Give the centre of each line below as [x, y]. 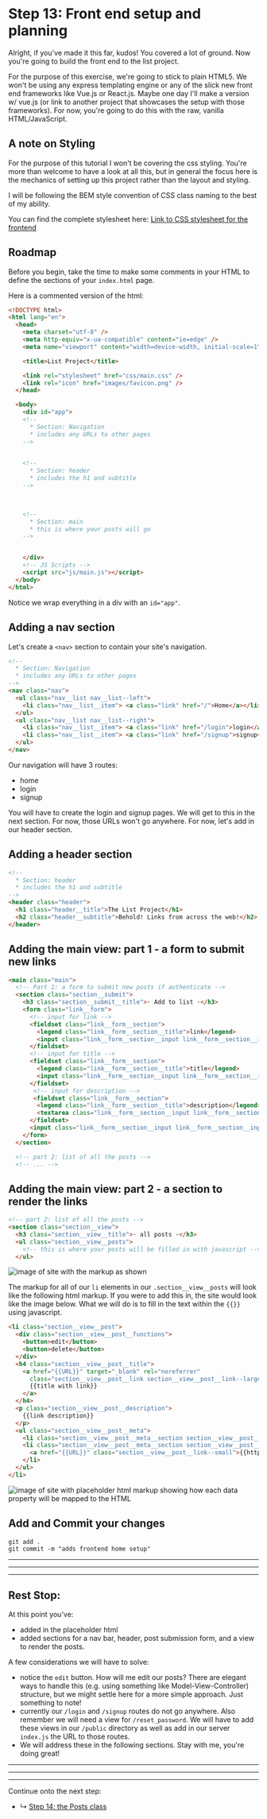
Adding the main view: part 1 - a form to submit [126, 949]
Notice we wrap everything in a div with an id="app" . [94, 602]
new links [33, 962]
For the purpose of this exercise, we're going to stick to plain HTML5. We [128, 76]
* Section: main [56, 521]
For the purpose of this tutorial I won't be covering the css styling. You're [128, 163]
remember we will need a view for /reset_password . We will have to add [137, 1720]
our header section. [41, 829]
